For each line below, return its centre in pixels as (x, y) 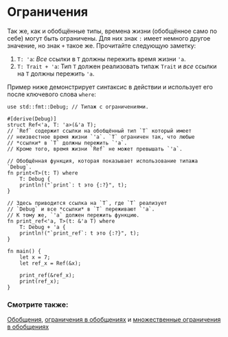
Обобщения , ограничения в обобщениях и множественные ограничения (114, 320)
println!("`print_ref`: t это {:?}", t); (79, 233)
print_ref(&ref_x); (47, 275)
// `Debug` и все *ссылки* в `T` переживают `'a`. (81, 209)
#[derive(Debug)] (32, 119)
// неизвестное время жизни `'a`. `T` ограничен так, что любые (101, 137)
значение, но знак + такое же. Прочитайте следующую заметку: (102, 45)
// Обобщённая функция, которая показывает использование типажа (102, 161)
